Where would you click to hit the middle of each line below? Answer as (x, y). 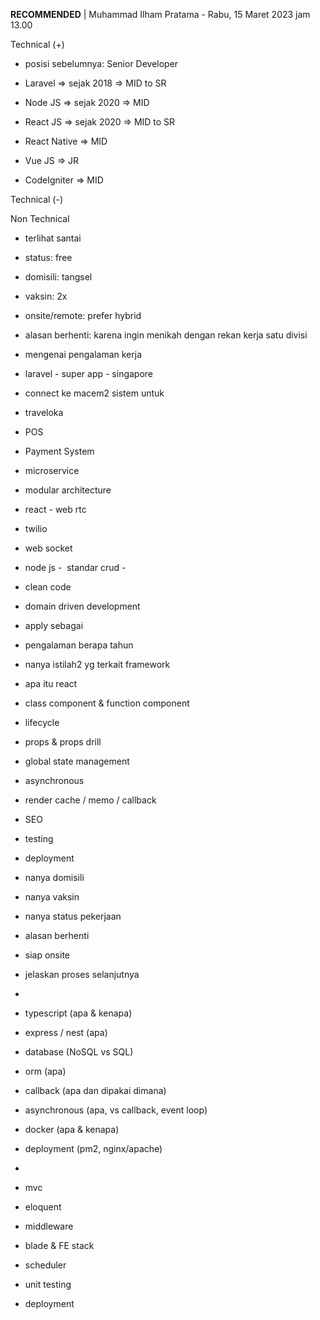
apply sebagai (54, 625)
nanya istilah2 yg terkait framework (97, 664)
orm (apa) (45, 1071)
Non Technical (40, 218)
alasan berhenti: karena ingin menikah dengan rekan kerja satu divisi (166, 335)
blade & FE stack (59, 1245)
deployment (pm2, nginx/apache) (93, 1148)
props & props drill (63, 742)
